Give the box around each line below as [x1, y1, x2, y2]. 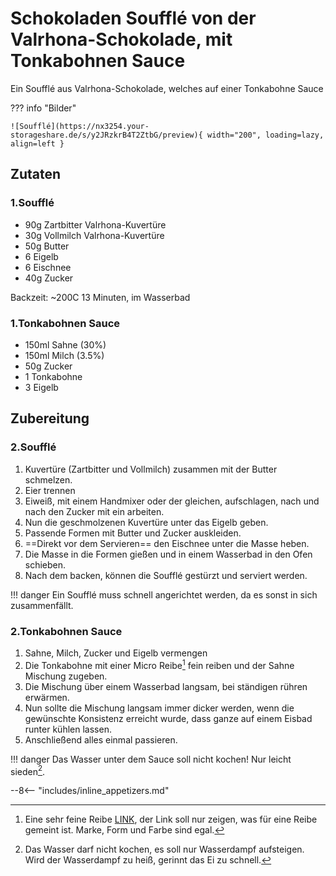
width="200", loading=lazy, [206, 130, 325, 140]
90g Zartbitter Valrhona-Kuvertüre [24, 218, 167, 231]
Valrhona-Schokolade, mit [10, 28, 233, 51]
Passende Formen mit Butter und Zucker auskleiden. [24, 527, 242, 539]
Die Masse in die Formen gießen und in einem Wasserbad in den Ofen [24, 548, 313, 560]
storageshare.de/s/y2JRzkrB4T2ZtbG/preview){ [10, 130, 203, 140]
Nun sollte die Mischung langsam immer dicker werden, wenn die [24, 702, 295, 714]
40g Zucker [24, 272, 74, 284]
